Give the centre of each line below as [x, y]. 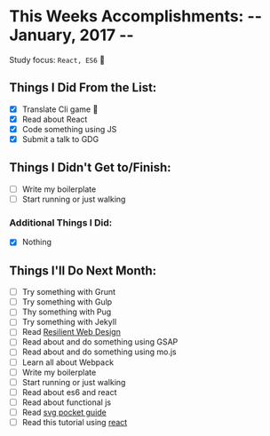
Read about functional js [67, 402]
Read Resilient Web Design [71, 332]
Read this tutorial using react [75, 422]
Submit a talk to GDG [60, 139]
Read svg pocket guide [64, 412]
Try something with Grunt [69, 292]
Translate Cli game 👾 [60, 109]
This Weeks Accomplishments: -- [136, 16]
